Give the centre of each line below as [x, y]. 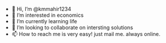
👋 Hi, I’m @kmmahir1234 [41, 9]
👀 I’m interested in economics [48, 15]
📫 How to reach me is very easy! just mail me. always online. [86, 34]
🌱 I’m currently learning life [44, 21]
